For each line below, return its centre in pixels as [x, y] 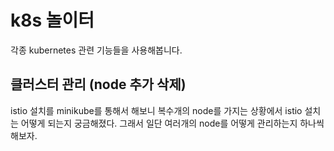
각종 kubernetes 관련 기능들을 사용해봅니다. [96, 50]
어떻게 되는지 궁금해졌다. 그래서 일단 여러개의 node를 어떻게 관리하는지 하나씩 [172, 123]
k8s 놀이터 [52, 20]
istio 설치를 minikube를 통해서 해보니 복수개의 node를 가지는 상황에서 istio [156, 110]
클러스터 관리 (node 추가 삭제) [98, 84]
